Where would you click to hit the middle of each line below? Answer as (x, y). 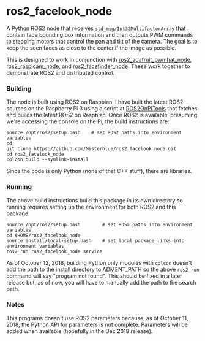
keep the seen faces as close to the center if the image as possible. (91, 48)
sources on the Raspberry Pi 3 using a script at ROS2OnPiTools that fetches (102, 109)
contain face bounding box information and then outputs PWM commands (100, 34)
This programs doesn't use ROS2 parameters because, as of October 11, (97, 318)
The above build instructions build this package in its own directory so (95, 200)
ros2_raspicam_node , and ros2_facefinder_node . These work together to (98, 66)
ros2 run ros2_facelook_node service (54, 251)
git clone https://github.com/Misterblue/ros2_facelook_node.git (91, 149)
